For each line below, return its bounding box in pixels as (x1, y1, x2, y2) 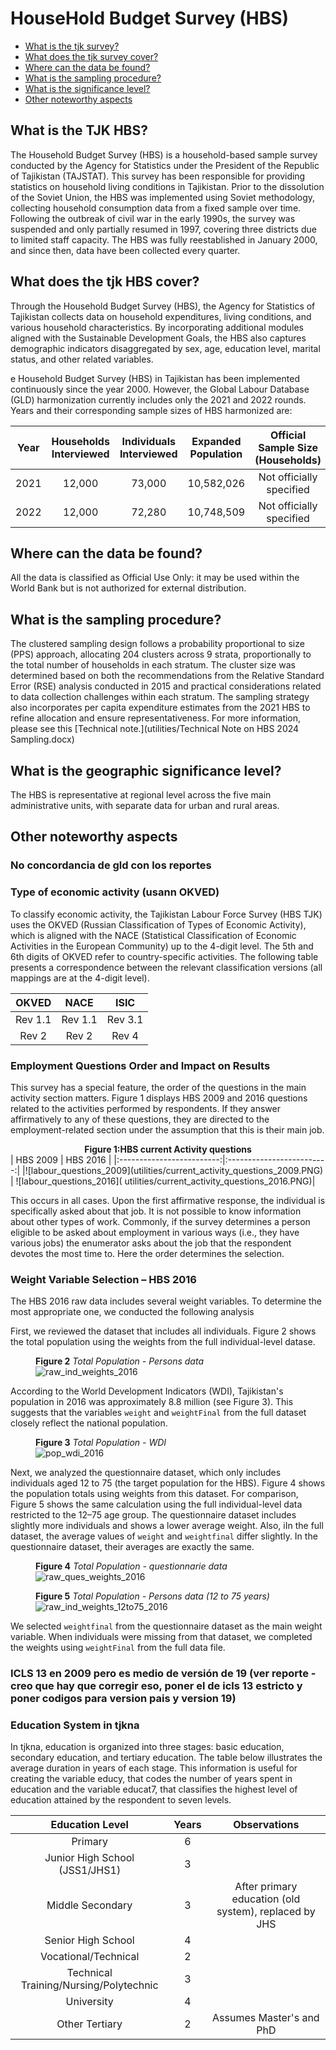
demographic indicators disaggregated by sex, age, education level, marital (10, 342, 321, 354)
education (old (231, 1892, 301, 1906)
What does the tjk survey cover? (24, 50, 159, 62)
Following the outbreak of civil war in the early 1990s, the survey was (10, 212, 296, 224)
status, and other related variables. (10, 353, 154, 365)
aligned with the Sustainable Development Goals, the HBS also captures (10, 332, 307, 344)
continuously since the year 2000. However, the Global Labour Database (10, 383, 310, 395)
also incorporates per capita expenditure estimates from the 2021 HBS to (10, 702, 311, 714)
